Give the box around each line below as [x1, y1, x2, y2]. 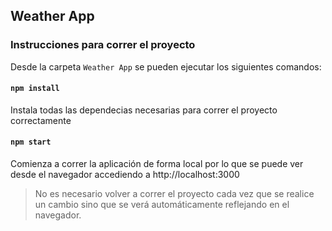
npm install [10, 84, 60, 94]
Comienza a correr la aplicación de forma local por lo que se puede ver [10, 158, 304, 170]
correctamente [10, 114, 72, 126]
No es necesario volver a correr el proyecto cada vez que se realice [34, 188, 315, 200]
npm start [10, 137, 52, 148]
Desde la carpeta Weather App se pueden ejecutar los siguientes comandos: [10, 60, 322, 73]
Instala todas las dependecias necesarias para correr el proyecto [10, 104, 278, 116]
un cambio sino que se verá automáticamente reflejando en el [34, 199, 290, 211]
